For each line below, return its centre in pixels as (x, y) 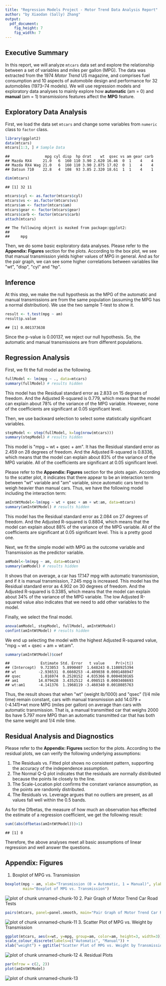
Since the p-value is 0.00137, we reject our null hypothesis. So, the (73, 337)
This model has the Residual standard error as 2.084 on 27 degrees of (77, 516)
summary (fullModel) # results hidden (44, 383)
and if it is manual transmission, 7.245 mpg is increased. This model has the (82, 581)
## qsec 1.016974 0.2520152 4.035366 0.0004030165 (69, 676)
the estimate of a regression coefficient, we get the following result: (74, 815)
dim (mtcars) (17, 178)
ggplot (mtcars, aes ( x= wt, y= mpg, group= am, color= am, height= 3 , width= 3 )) (84, 936)
